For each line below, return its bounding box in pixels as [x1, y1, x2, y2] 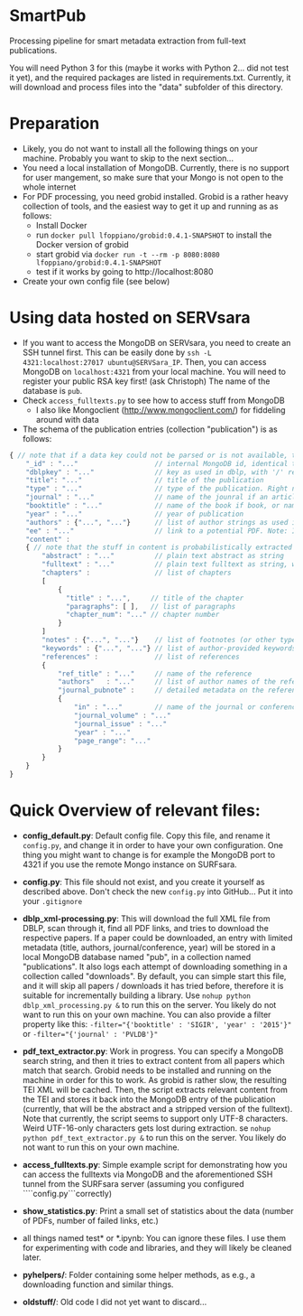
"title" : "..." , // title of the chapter [66, 593, 244, 602]
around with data [35, 414, 99, 425]
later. [22, 1252, 42, 1263]
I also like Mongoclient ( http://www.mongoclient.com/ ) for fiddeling [35, 404, 286, 415]
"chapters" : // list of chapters [41, 568, 232, 578]
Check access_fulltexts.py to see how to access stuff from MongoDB [22, 395, 286, 406]
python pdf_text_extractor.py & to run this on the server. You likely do [22, 1132, 287, 1143]
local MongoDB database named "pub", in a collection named [22, 951, 251, 962]
